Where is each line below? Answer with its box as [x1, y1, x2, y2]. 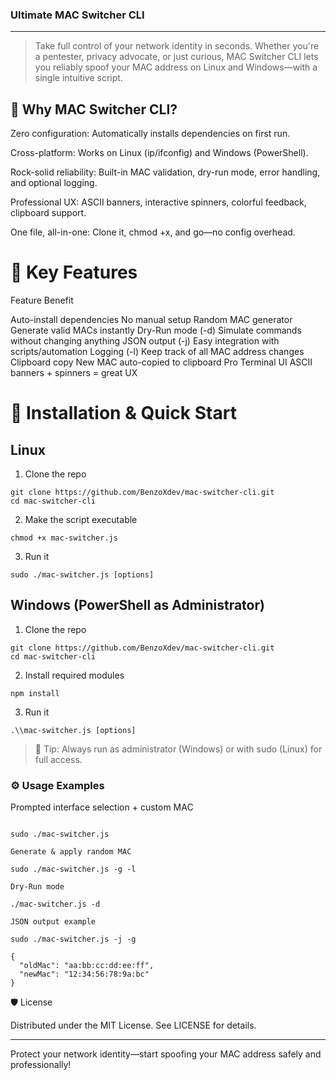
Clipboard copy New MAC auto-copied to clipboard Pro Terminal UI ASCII [10, 356, 313, 368]
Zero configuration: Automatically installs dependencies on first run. [10, 128, 291, 140]
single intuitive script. [34, 72, 123, 84]
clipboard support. [10, 207, 87, 219]
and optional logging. [10, 177, 98, 189]
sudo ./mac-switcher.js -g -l [10, 864, 137, 875]
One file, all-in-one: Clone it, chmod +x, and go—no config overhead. [10, 226, 296, 238]
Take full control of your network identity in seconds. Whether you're [34, 40, 320, 52]
